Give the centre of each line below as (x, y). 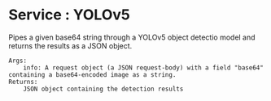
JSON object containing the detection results (103, 89)
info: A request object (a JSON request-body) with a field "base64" (144, 67)
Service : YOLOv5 (69, 15)
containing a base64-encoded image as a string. (92, 74)
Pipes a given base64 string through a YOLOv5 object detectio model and (132, 37)
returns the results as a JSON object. (70, 45)
